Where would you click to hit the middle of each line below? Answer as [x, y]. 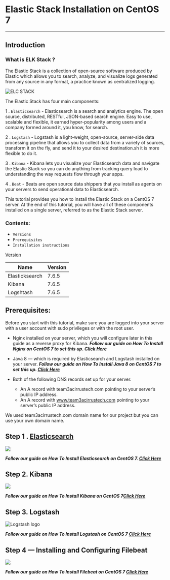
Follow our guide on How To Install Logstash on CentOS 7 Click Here [78, 534]
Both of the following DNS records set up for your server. [72, 379]
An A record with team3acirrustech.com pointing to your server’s [88, 389]
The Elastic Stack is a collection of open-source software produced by [79, 71]
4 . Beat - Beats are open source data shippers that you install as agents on [83, 184]
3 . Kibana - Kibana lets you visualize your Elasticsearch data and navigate [82, 163]
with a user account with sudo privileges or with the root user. [70, 328]
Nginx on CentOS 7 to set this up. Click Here [60, 349]
